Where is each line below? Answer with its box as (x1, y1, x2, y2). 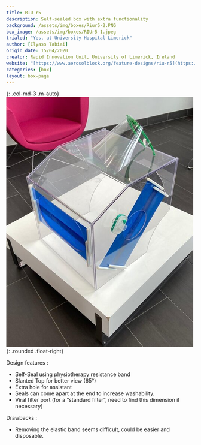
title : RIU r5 (6, 10, 42, 16)
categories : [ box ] (6, 67, 52, 73)
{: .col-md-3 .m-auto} (6, 90, 60, 97)
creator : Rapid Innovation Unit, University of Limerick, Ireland (6, 54, 175, 60)
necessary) (14, 402, 43, 410)
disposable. (14, 432, 44, 440)
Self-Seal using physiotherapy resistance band (14, 371, 130, 378)
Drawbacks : (6, 414, 38, 422)
